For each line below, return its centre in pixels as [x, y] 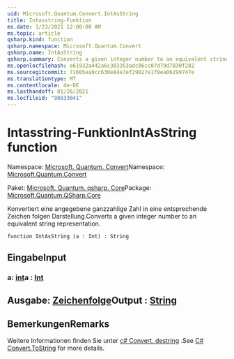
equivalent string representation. [54, 224]
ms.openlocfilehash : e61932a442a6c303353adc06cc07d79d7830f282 [101, 66]
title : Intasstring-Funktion [49, 20]
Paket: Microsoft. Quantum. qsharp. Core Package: [79, 188]
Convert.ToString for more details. [56, 348]
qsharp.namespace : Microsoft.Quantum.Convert [74, 46]
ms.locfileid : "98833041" [45, 98]
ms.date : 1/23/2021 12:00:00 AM [54, 27]
